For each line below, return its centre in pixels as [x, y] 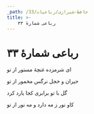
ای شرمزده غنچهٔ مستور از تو [39, 69]
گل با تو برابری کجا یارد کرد [37, 93]
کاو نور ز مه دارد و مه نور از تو [40, 105]
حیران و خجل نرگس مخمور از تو [43, 81]
